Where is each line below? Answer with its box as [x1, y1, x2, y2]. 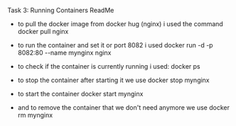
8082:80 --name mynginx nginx [17, 49, 112, 57]
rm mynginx [17, 111, 53, 119]
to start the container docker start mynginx [17, 90, 144, 98]
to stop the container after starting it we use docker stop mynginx [17, 76, 210, 84]
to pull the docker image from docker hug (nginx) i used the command [17, 20, 224, 28]
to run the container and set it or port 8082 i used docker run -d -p [17, 41, 213, 49]
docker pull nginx [17, 28, 69, 35]
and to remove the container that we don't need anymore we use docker [17, 103, 230, 112]
